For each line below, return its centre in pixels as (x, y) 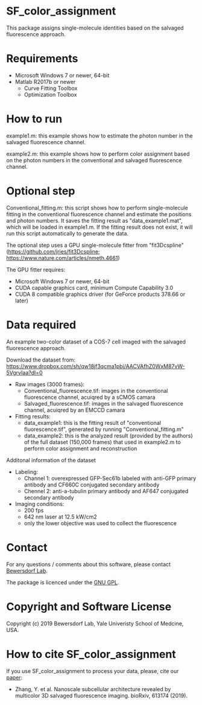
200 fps (34, 510)
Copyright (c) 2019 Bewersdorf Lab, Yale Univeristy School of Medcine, (95, 624)
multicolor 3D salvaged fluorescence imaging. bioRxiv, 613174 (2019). (101, 695)
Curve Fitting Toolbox (51, 88)
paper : (14, 677)
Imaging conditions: (39, 504)
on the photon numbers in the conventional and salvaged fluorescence (94, 160)
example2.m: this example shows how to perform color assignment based (98, 154)
